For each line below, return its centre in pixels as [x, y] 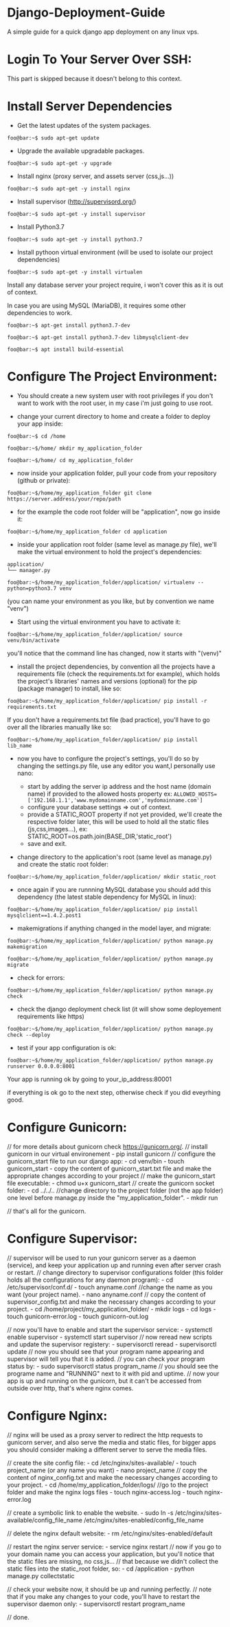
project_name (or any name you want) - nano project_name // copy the [107, 1470]
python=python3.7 [32, 588]
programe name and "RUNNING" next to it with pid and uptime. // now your [113, 1373]
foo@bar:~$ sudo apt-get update [53, 138]
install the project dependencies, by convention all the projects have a [116, 666]
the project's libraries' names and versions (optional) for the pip [107, 681]
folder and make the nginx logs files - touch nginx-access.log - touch [105, 1492]
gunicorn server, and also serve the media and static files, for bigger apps [112, 1442]
